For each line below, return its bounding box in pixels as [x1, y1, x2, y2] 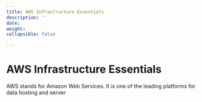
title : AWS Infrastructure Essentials [6, 8, 104, 15]
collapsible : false [6, 31, 56, 37]
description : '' [6, 14, 47, 21]
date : [6, 20, 20, 26]
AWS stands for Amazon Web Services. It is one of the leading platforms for [6, 83, 196, 90]
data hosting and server [6, 89, 66, 97]
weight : [6, 25, 26, 32]
